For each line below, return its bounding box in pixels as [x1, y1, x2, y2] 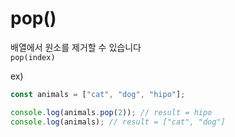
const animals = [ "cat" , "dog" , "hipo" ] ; [10, 89, 186, 99]
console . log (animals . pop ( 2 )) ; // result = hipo [10, 107, 213, 117]
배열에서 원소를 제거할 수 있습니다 [10, 41, 142, 53]
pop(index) [10, 52, 56, 62]
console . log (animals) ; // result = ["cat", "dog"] [10, 117, 226, 127]
